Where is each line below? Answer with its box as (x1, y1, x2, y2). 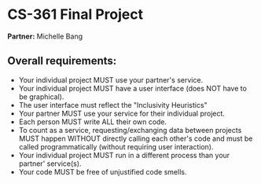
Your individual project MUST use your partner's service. (18, 75, 204, 84)
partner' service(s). (18, 159, 82, 168)
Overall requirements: (7, 54, 117, 68)
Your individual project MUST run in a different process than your (18, 150, 230, 160)
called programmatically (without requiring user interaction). (18, 142, 214, 151)
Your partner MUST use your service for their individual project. (18, 109, 226, 118)
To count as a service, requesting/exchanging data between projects (18, 125, 242, 134)
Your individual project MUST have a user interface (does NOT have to (18, 83, 247, 93)
